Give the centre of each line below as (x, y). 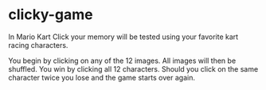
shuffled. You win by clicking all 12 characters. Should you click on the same (133, 68)
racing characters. (38, 45)
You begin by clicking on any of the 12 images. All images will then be (122, 61)
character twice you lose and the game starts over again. (102, 77)
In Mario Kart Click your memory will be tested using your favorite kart (123, 37)
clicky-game (51, 15)
